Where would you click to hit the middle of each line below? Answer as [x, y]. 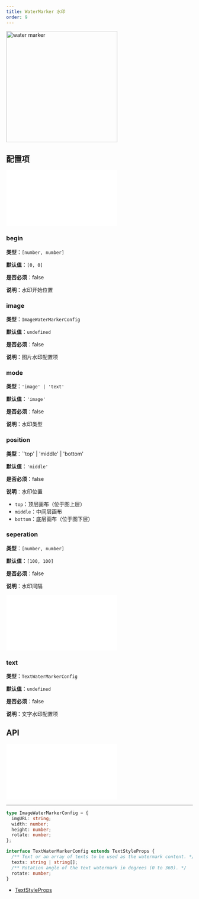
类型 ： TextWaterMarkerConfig [42, 676]
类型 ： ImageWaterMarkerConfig [43, 319]
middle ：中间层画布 [38, 511]
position [18, 440]
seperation [22, 534]
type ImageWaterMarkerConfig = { [47, 813]
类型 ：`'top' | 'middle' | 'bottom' [45, 454]
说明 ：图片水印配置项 [32, 357]
